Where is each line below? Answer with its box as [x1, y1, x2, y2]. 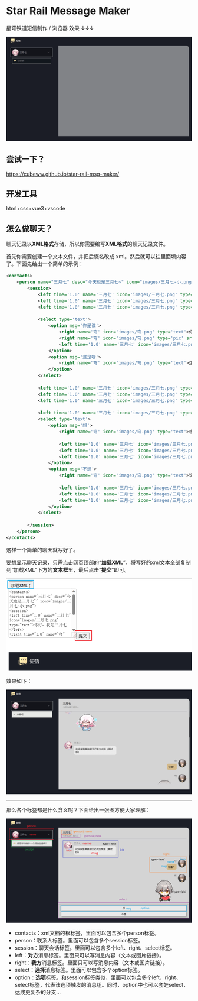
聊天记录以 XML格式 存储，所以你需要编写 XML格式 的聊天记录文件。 [6, 241, 169, 248]
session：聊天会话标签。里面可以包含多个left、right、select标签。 [14, 944, 176, 951]
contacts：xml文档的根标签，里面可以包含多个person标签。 [14, 929, 160, 937]
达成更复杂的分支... [14, 989, 61, 996]
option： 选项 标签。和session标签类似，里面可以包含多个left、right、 [14, 974, 181, 981]
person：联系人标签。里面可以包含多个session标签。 [14, 937, 144, 944]
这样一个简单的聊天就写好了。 [6, 546, 78, 553]
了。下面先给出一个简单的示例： [6, 260, 84, 267]
